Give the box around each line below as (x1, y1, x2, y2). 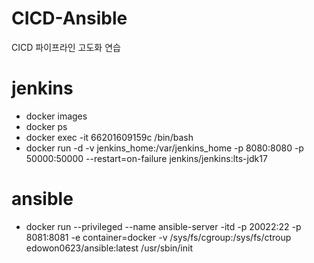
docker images (25, 110, 88, 122)
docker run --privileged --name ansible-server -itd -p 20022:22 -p (25, 220, 302, 232)
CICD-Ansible (11, 7, 128, 30)
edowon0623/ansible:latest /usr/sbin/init (25, 242, 193, 254)
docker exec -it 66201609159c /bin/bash (25, 131, 194, 143)
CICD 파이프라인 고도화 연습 (11, 41, 121, 53)
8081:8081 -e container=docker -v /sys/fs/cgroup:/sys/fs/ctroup (25, 231, 292, 243)
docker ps (25, 120, 68, 132)
